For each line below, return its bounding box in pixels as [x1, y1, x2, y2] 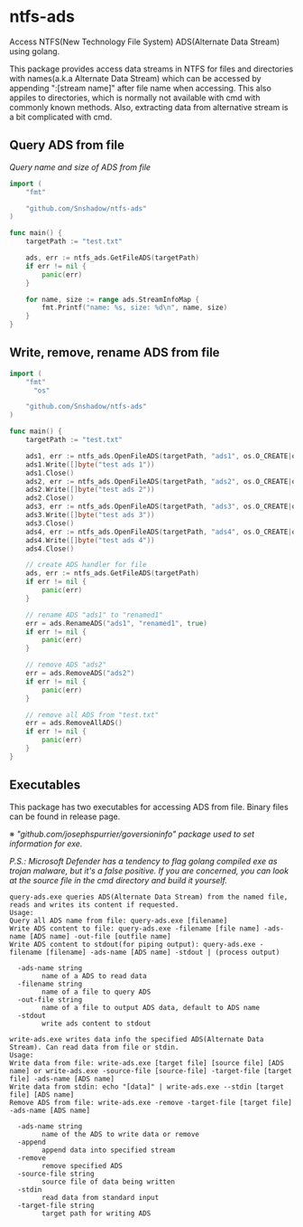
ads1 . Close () [25, 468, 75, 477]
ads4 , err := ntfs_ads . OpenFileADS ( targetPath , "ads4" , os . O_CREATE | [25, 527, 293, 536]
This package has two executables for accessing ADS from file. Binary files [9, 801, 289, 812]
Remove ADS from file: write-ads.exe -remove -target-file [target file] [9, 1098, 293, 1107]
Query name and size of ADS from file [9, 161, 151, 173]
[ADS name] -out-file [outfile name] [29, 931, 171, 941]
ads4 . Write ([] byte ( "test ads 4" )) [25, 535, 155, 544]
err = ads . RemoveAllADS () [25, 719, 124, 728]
